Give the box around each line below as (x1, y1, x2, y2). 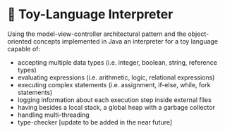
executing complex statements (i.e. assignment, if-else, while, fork (17, 80, 211, 89)
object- (188, 30, 209, 38)
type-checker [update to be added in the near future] (17, 118, 173, 126)
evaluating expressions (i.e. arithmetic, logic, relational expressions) (17, 73, 215, 82)
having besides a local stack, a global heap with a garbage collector (17, 103, 215, 111)
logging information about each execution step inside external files (17, 95, 212, 104)
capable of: (7, 44, 41, 53)
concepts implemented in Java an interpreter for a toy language (32, 37, 219, 45)
